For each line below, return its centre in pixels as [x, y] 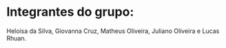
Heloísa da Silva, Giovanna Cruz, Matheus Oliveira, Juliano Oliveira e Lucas [113, 31]
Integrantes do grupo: [70, 12]
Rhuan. [17, 38]
